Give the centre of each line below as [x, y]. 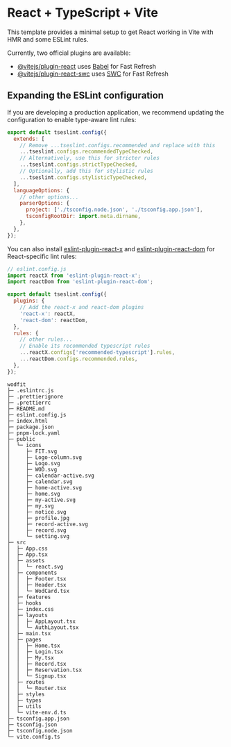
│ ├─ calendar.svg [40, 481]
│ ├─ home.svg [34, 494]
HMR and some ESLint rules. [48, 39]
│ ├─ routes [26, 682]
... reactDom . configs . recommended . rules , [79, 359]
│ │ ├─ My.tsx [31, 657]
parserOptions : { [45, 203]
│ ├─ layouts [28, 615]
